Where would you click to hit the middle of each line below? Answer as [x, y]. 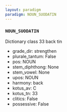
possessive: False [31, 104]
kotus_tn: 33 [25, 93]
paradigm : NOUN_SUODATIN [31, 14]
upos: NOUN [25, 77]
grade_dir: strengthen [34, 51]
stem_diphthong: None [35, 67]
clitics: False [25, 99]
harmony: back [28, 83]
